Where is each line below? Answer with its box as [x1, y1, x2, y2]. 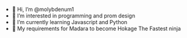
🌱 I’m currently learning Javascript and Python [11, 19, 128, 25]
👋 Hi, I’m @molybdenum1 [11, 6, 74, 13]
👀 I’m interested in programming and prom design [11, 12, 136, 19]
